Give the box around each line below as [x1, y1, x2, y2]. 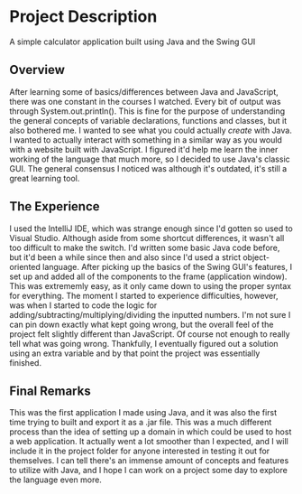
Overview [9, 62, 66, 78]
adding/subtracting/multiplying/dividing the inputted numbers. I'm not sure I [9, 309, 291, 320]
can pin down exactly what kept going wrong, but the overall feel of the [9, 319, 274, 330]
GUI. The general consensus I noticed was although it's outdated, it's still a [9, 163, 288, 173]
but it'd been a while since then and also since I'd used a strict [9, 251, 242, 263]
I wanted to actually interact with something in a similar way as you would [9, 134, 282, 145]
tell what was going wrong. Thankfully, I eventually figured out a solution [9, 338, 279, 349]
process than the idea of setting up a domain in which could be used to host [9, 426, 292, 437]
